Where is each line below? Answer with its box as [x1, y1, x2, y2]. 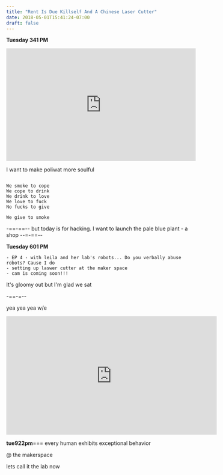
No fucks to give [6, 204, 50, 210]
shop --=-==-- [6, 231, 43, 239]
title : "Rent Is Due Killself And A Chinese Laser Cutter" [6, 8, 157, 15]
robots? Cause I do [6, 260, 55, 266]
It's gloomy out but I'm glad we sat [6, 281, 92, 289]
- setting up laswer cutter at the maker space [6, 265, 128, 271]
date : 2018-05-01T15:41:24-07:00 [6, 14, 90, 20]
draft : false [6, 20, 39, 26]
